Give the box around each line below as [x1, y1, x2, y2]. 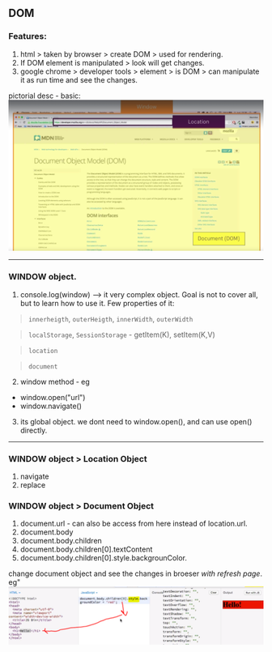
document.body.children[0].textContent [19, 544, 153, 554]
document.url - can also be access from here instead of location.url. [19, 518, 249, 529]
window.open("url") [19, 392, 86, 402]
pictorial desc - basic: [8, 91, 81, 100]
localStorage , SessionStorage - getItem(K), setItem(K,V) [28, 330, 216, 339]
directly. [19, 425, 48, 435]
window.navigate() [19, 401, 83, 411]
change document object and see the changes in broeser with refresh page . [8, 569, 263, 578]
